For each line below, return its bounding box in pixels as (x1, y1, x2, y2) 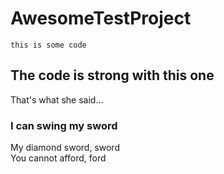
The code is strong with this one (10, 67, 215, 84)
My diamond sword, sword (10, 142, 120, 154)
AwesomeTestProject (10, 7, 192, 30)
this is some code (10, 40, 87, 50)
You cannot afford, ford (10, 152, 107, 164)
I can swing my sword (10, 118, 118, 132)
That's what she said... (10, 93, 104, 106)
